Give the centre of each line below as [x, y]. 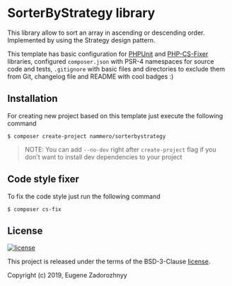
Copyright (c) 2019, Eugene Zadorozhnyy [67, 275]
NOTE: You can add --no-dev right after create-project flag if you [120, 149]
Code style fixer [43, 179]
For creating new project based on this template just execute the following [115, 115]
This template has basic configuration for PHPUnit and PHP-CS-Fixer [108, 54]
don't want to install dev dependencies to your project [103, 156]
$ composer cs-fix [34, 209]
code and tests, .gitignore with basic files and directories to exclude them [116, 69]
